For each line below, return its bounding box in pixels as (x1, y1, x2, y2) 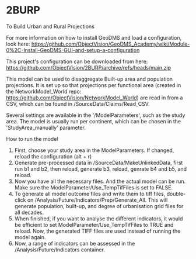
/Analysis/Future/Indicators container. (14, 246, 105, 253)
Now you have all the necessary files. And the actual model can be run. (14, 178, 186, 185)
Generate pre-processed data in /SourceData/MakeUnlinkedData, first (14, 159, 183, 166)
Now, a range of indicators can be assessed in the (14, 240, 135, 247)
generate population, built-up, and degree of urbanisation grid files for (14, 202, 184, 209)
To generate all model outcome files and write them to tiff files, (14, 190, 166, 197)
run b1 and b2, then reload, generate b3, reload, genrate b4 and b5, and (14, 165, 187, 172)
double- (166, 190, 186, 197)
